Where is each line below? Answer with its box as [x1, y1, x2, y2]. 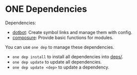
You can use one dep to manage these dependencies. [5, 44, 115, 50]
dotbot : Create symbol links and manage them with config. [12, 29, 133, 35]
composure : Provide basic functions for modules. [12, 35, 114, 40]
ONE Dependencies [5, 3, 87, 15]
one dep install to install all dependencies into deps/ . [12, 53, 124, 60]
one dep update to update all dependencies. [12, 59, 102, 65]
